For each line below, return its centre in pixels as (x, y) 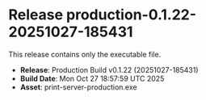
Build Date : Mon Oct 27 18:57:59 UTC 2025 (92, 78)
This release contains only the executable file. (85, 54)
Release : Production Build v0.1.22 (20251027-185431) (109, 69)
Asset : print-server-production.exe (78, 87)
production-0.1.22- (131, 15)
